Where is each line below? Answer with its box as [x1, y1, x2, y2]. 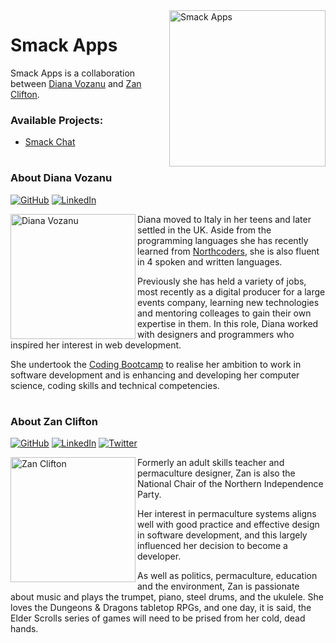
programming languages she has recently [137, 234, 309, 246]
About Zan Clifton [10, 414, 98, 428]
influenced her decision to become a [137, 540, 288, 552]
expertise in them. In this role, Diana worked [137, 317, 319, 329]
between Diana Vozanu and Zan [10, 77, 142, 89]
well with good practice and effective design [137, 519, 320, 531]
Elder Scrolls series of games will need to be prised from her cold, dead [10, 612, 306, 624]
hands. [10, 623, 39, 635]
